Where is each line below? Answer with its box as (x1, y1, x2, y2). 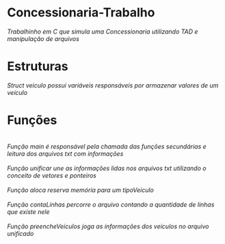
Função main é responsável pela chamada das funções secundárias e (7, 142, 207, 150)
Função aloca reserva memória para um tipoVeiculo (7, 186, 154, 194)
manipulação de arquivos (7, 34, 80, 42)
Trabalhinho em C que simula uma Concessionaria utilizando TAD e (7, 27, 198, 36)
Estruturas (7, 59, 68, 74)
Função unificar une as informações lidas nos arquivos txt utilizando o (7, 164, 207, 172)
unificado (7, 229, 34, 237)
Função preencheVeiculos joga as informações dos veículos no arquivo (7, 222, 210, 230)
